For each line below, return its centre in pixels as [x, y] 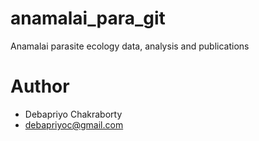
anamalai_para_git [88, 18]
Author [40, 86]
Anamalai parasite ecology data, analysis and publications [130, 46]
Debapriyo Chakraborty [73, 114]
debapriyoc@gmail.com [74, 124]
